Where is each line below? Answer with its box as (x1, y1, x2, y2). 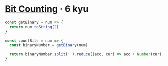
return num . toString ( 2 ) (9, 24, 59, 29)
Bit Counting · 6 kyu (5, 3, 89, 15)
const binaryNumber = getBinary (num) (9, 43, 88, 48)
